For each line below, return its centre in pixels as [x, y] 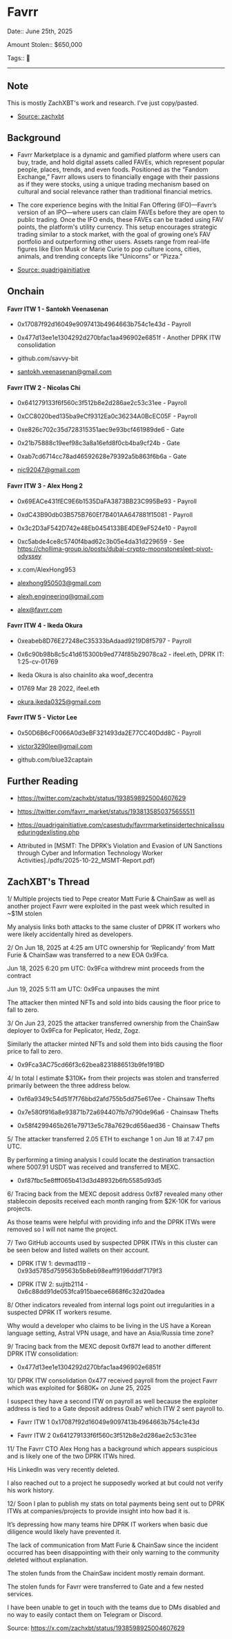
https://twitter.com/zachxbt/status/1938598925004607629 [101, 798]
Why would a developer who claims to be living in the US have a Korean [109, 1325]
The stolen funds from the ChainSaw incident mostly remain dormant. [106, 1573]
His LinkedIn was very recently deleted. [63, 1469]
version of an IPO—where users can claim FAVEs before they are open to [121, 212]
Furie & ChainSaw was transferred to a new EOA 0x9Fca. [88, 955]
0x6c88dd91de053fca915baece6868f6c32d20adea [91, 1291]
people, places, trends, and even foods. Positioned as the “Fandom [113, 169]
